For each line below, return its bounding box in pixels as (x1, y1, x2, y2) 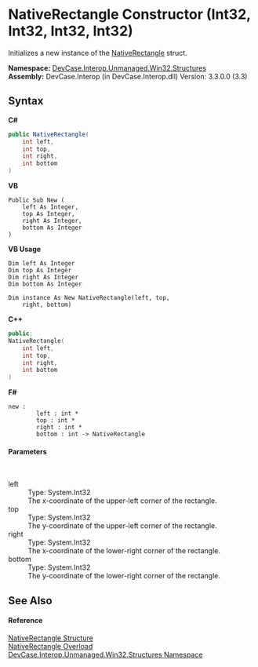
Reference (8, 616, 43, 625)
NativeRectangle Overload (8, 641, 93, 651)
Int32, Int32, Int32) (8, 22, 133, 40)
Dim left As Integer (8, 260, 76, 268)
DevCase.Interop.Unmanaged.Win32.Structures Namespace (8, 650, 203, 659)
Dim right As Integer (8, 273, 79, 281)
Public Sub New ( (8, 196, 65, 204)
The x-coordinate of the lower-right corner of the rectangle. (27, 546, 221, 556)
